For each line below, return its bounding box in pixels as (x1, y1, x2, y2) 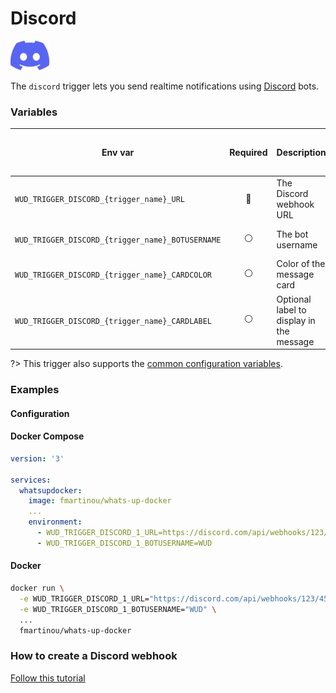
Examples (10, 383, 60, 397)
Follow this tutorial (10, 672, 86, 684)
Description (276, 147, 327, 159)
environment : (28, 517, 83, 527)
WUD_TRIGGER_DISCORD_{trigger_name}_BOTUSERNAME (14, 235, 222, 246)
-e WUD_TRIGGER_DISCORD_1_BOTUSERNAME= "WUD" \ (19, 604, 217, 614)
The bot (276, 228, 309, 240)
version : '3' (10, 453, 65, 464)
